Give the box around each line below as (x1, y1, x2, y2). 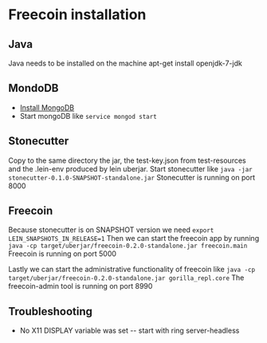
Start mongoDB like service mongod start (19, 111, 157, 120)
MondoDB (8, 81, 59, 95)
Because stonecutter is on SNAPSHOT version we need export (8, 225, 214, 235)
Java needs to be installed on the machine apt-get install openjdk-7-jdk (8, 58, 243, 68)
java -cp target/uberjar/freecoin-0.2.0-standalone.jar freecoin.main (8, 242, 248, 250)
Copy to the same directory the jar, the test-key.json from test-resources (8, 156, 246, 165)
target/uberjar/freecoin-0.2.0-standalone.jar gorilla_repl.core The (8, 273, 245, 282)
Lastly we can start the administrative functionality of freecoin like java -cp (8, 265, 256, 274)
